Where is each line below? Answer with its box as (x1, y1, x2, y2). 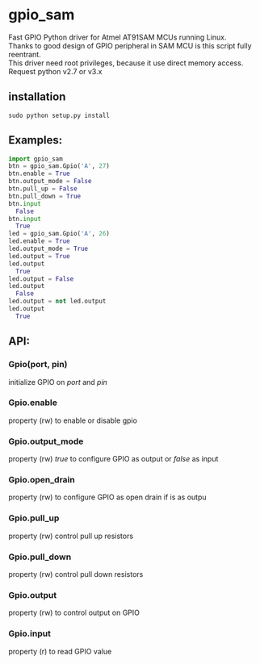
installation (8, 90, 66, 104)
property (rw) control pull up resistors (8, 531, 134, 541)
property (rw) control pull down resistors (8, 569, 144, 578)
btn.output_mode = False (8, 177, 92, 186)
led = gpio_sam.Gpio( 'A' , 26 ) (8, 230, 111, 238)
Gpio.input (8, 628, 51, 639)
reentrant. (8, 49, 42, 59)
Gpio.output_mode (8, 436, 84, 447)
